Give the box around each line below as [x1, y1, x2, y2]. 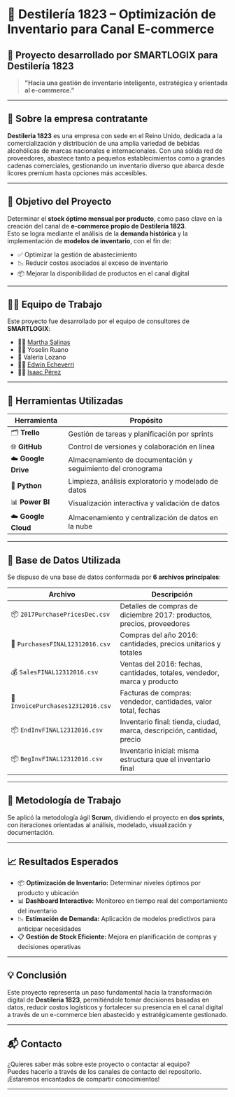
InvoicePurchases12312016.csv [10, 702, 112, 710]
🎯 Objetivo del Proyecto [7, 196, 112, 207]
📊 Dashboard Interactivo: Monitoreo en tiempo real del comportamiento [17, 897, 228, 905]
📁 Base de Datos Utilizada [7, 554, 121, 566]
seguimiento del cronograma [68, 463, 163, 473]
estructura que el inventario [120, 755, 211, 765]
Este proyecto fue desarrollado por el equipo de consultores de [7, 317, 190, 325]
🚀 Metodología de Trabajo [7, 795, 122, 807]
